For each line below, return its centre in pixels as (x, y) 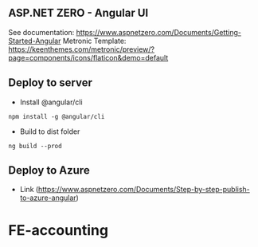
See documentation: (41, 32)
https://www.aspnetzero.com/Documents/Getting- (158, 32)
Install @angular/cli (51, 102)
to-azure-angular (48, 198)
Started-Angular (35, 41)
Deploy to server (51, 83)
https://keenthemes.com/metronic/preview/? (82, 49)
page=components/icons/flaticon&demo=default (88, 57)
